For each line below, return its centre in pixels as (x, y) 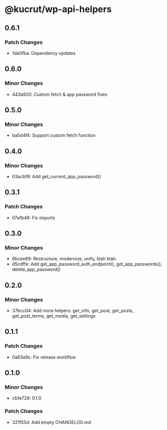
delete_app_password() (36, 269)
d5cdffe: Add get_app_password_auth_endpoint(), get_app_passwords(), (87, 264)
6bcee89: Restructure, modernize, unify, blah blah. (64, 259)
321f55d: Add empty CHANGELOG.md (51, 422)
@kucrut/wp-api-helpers (58, 9)
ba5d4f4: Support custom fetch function (54, 135)
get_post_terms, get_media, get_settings (54, 316)
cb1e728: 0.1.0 (27, 398)
